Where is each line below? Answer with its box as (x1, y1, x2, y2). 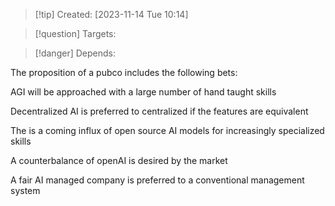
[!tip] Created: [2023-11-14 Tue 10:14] (34, 9, 189, 20)
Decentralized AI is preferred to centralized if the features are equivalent (10, 105, 309, 117)
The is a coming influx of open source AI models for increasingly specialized (10, 125, 325, 136)
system (10, 185, 41, 196)
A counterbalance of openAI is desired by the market (10, 155, 228, 166)
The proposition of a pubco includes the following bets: (10, 67, 238, 78)
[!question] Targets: (34, 28, 117, 39)
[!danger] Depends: (34, 47, 116, 59)
